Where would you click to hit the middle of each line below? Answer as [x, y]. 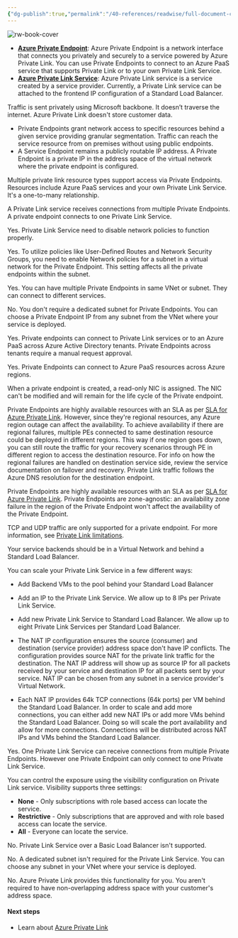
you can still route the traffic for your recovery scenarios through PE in [110, 447]
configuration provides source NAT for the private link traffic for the [116, 655]
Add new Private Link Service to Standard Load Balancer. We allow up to [123, 619]
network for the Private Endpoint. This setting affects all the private [105, 266]
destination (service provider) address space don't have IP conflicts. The [124, 648]
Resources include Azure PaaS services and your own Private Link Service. [117, 187]
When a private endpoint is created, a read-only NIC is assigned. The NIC [114, 388]
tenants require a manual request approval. [70, 353]
